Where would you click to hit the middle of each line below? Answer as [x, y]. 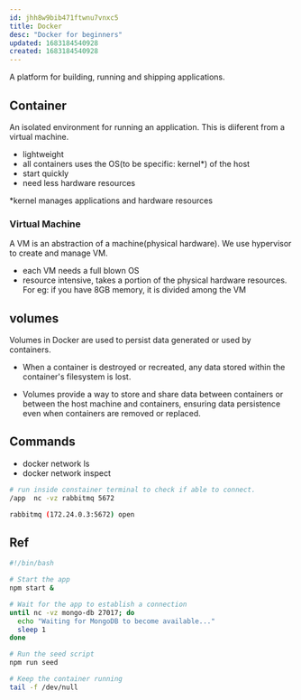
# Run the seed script [52, 654]
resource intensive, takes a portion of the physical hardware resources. [155, 280]
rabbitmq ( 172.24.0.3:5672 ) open [72, 514]
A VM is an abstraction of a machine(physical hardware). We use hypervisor [150, 244]
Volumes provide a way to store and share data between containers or [153, 395]
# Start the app [40, 580]
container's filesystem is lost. [77, 377]
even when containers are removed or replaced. [111, 414]
